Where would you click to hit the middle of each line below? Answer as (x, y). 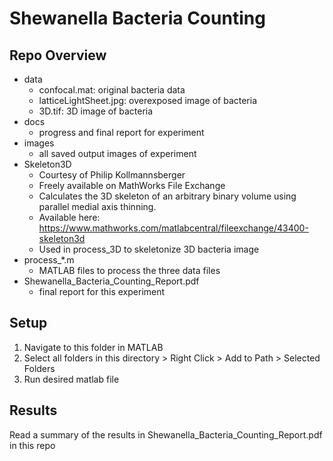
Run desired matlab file (71, 379)
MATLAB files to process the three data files (129, 270)
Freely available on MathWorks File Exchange (132, 185)
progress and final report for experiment (121, 132)
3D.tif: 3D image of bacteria (96, 111)
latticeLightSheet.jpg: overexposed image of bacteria (148, 100)
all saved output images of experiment (117, 153)
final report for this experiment (102, 291)
